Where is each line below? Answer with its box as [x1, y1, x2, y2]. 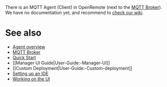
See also [5, 27, 42, 39]
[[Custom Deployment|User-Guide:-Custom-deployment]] [12, 65, 133, 71]
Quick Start [12, 54, 36, 60]
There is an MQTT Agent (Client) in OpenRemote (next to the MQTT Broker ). [5, 5, 162, 10]
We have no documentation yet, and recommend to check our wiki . [5, 10, 144, 16]
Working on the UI [12, 75, 50, 82]
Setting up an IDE [12, 70, 49, 76]
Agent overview [12, 44, 45, 50]
